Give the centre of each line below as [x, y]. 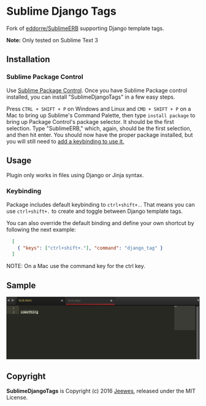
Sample [21, 285]
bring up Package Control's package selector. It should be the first [90, 121]
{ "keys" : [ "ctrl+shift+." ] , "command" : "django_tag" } [90, 248]
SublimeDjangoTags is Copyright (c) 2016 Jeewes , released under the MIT [101, 391]
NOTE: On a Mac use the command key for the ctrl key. [76, 266]
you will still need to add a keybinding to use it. [65, 141]
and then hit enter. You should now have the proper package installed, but [100, 135]
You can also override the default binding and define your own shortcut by [100, 223]
